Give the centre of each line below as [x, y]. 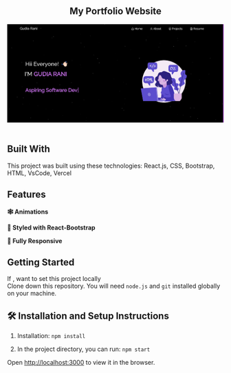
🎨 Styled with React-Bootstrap [51, 227]
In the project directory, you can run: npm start [84, 349]
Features [26, 195]
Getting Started [41, 262]
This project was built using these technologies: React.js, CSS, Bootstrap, [111, 166]
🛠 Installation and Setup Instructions [88, 316]
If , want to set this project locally [54, 279]
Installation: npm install [51, 336]
